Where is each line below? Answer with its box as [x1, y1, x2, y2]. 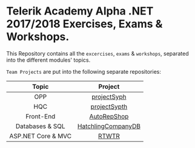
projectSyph [91, 92, 127, 101]
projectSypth [90, 102, 128, 111]
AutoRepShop [89, 112, 129, 120]
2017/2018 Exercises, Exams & [6, 17, 163, 31]
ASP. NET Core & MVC [9, 132, 72, 140]
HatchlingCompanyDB [78, 122, 141, 130]
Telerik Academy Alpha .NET [6, 4, 154, 18]
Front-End [25, 112, 56, 120]
